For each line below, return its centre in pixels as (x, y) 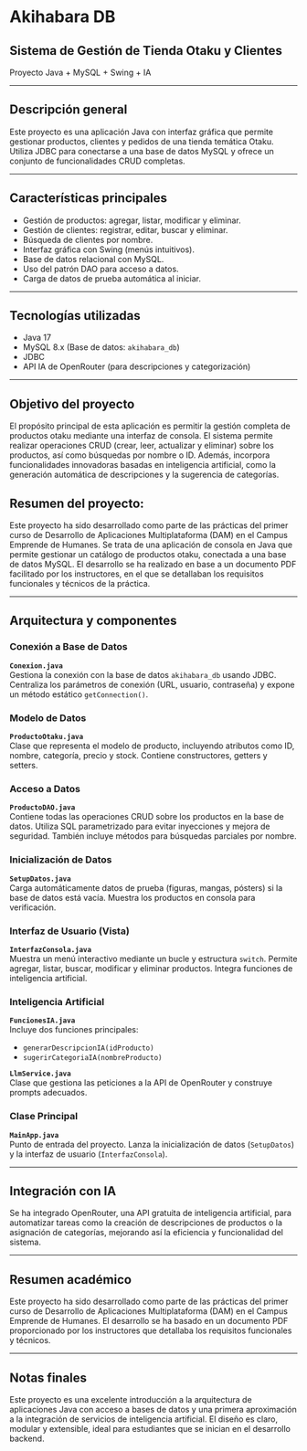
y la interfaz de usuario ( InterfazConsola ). (89, 1154)
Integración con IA (63, 1191)
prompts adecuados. (48, 1093)
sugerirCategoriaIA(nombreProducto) (92, 1058)
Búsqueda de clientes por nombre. (88, 239)
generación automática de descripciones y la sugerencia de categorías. (144, 475)
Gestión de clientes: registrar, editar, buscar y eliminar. (125, 229)
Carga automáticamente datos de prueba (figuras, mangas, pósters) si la (146, 887)
